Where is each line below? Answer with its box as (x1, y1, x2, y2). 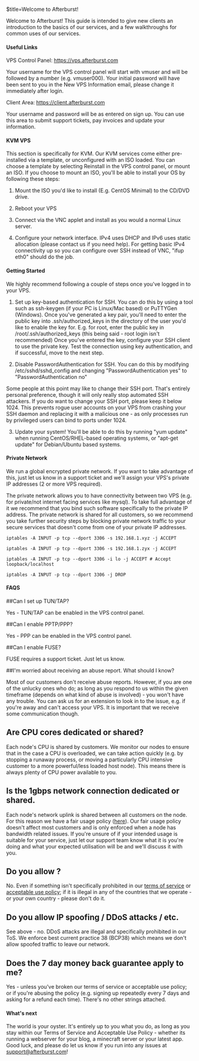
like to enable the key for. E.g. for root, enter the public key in (14, 323, 165, 331)
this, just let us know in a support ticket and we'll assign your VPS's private (6, 474, 189, 481)
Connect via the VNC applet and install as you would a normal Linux (14, 217, 181, 224)
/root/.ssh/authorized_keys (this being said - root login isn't (14, 330, 160, 337)
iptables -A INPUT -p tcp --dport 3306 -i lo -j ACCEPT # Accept (6, 556, 171, 562)
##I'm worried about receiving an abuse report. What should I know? (6, 667, 175, 674)
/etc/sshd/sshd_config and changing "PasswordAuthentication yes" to (14, 367, 187, 374)
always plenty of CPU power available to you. (6, 769, 118, 776)
